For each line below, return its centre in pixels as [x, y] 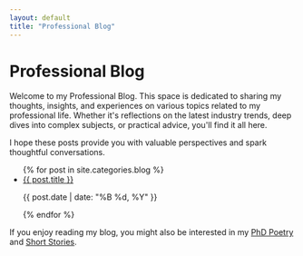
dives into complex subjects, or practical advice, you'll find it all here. [138, 125]
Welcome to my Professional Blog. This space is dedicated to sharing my [146, 96]
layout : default [40, 18]
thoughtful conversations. [58, 153]
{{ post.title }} [48, 180]
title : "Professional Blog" [63, 26]
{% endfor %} [49, 215]
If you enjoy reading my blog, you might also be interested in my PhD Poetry [151, 232]
